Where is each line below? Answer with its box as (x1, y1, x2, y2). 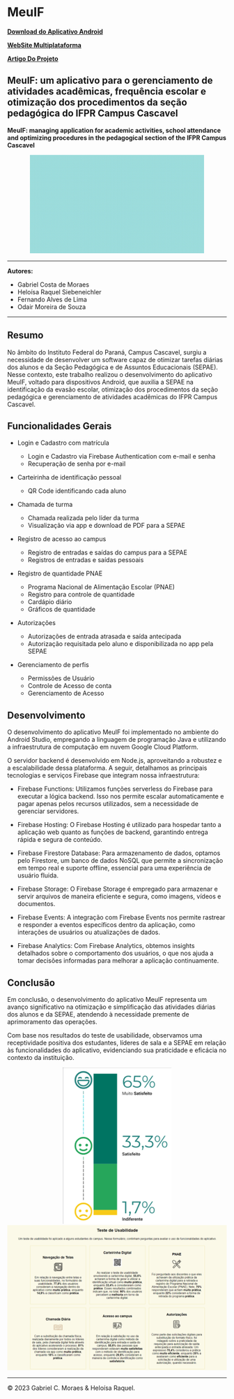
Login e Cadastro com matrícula (17, 438, 109, 447)
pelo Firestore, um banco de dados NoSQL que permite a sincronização (17, 856, 224, 865)
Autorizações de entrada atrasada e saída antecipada (27, 632, 182, 640)
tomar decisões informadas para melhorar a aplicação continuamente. (17, 956, 219, 965)
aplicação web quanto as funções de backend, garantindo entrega (17, 828, 209, 836)
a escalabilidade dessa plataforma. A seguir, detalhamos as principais (7, 763, 208, 773)
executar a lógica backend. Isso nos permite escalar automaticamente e (17, 792, 224, 801)
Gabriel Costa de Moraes (17, 280, 89, 289)
